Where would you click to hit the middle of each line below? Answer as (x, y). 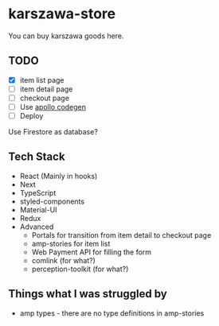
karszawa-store (62, 14)
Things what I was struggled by (88, 294)
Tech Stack (37, 157)
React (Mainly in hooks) (59, 176)
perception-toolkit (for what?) (80, 269)
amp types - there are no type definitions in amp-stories (112, 313)
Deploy (31, 116)
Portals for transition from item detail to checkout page (121, 235)
